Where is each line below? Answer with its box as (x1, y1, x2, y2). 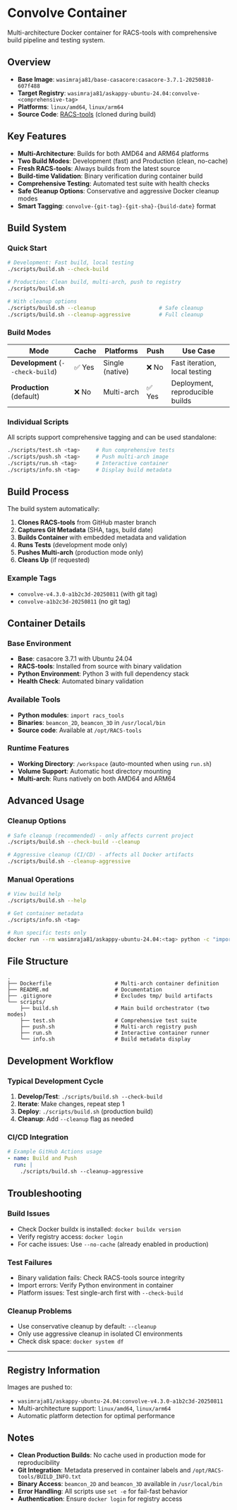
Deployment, (171, 378, 214, 388)
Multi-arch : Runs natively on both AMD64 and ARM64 (17, 774, 176, 783)
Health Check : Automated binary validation (17, 677, 144, 685)
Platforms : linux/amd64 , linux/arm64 (17, 102, 124, 111)
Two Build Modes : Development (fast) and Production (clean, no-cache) (17, 157, 229, 165)
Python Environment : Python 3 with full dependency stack (17, 669, 189, 678)
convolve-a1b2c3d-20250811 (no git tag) (17, 597, 131, 605)
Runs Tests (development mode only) (17, 541, 128, 549)
